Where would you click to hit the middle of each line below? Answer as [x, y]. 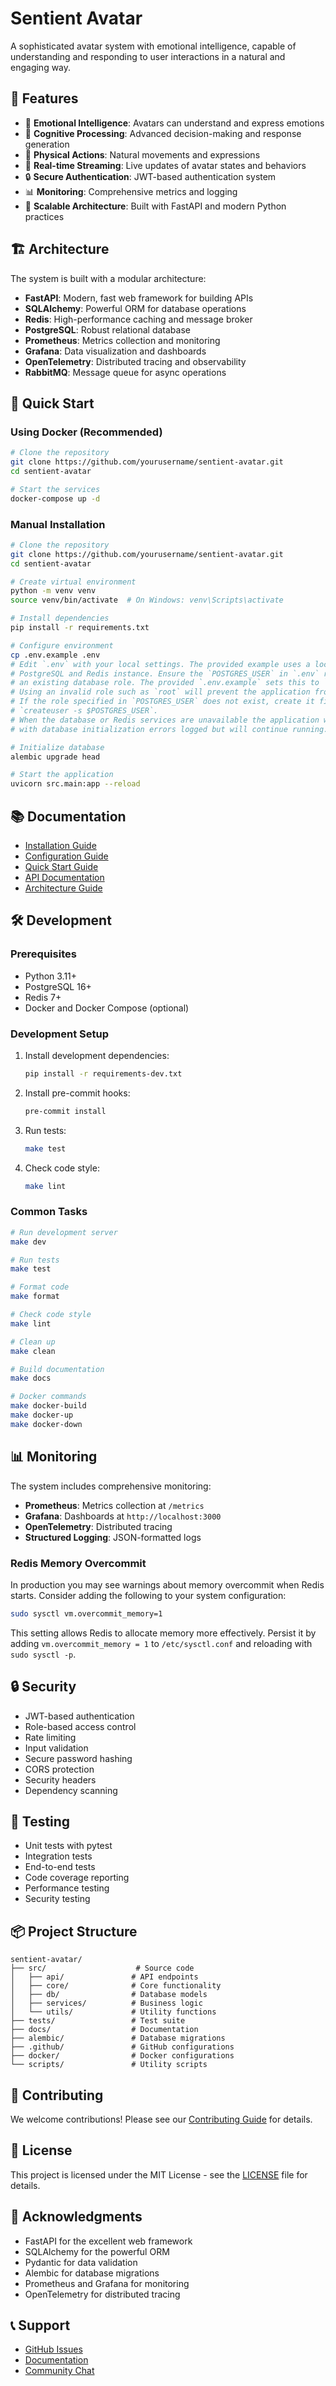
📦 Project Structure [74, 1931]
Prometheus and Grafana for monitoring [107, 2283]
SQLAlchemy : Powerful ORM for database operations [135, 308]
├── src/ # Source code [102, 1968]
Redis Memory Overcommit [78, 1563]
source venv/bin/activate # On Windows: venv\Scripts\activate [147, 600]
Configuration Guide [66, 856]
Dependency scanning [71, 1790]
